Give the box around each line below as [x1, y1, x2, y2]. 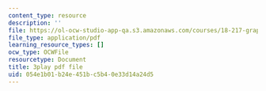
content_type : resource [8, 11, 87, 20]
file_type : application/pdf [8, 33, 101, 42]
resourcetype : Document [8, 56, 87, 64]
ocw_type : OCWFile [8, 48, 69, 56]
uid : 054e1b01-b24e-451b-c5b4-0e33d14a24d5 [8, 70, 154, 78]
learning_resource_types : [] [8, 41, 104, 49]
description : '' [8, 19, 62, 27]
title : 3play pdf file [8, 63, 83, 71]
